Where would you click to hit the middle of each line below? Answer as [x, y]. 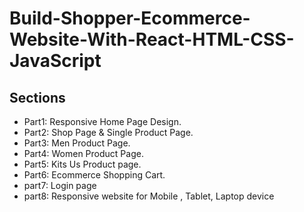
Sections [37, 97]
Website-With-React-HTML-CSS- [152, 39]
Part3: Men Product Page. [77, 143]
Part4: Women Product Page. [83, 153]
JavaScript [55, 61]
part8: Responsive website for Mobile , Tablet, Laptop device [149, 196]
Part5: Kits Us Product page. [82, 164]
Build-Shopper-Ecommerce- [130, 18]
